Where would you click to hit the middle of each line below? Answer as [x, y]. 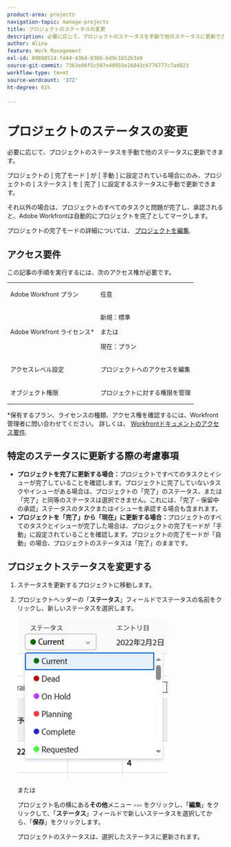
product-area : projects [41, 14]
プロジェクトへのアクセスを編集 [145, 370]
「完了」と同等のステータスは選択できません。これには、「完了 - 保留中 [118, 499]
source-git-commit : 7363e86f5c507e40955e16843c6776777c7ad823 [98, 66]
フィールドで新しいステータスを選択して [149, 813]
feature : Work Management [44, 51]
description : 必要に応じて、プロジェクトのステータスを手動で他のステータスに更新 [111, 37]
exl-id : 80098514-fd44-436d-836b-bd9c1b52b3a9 [75, 59]
